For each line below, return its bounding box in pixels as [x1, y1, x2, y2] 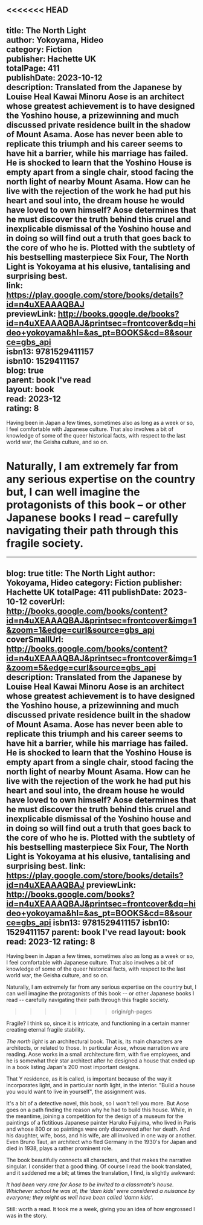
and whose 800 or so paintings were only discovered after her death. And [6, 1125, 190, 1133]
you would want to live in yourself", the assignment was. [6, 1088, 146, 1095]
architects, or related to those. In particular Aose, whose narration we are [6, 1044, 188, 1051]
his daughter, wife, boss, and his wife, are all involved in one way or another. [6, 1131, 196, 1139]
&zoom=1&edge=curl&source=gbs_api [6, 625, 155, 635]
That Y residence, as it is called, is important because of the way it [6, 1075, 172, 1082]
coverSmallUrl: [6, 634, 64, 644]
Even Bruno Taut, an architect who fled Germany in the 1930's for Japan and [6, 1138, 197, 1145]
